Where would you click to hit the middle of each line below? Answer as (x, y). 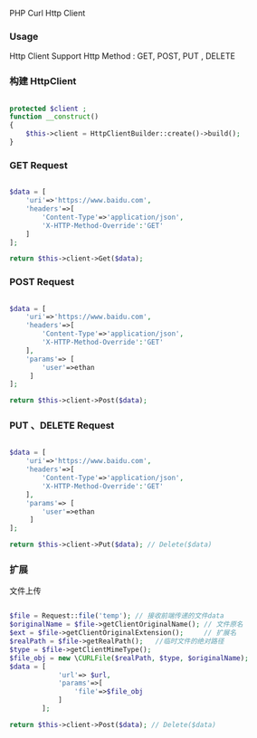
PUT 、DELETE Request (62, 426)
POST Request (42, 282)
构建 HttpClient (43, 81)
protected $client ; (48, 109)
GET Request (38, 165)
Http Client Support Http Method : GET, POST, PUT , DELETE (122, 56)
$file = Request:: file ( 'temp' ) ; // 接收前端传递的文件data (117, 616)
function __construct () (54, 117)
